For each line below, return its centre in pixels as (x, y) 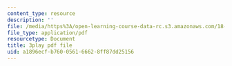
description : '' (30, 20)
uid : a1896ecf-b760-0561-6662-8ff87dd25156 (71, 52)
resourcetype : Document (41, 39)
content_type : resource (41, 13)
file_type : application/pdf (48, 33)
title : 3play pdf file (40, 45)
